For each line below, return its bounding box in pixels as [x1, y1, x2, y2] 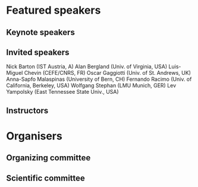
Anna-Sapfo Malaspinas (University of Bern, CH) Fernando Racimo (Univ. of [6, 75, 192, 83]
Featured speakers [6, 4, 101, 17]
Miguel [6, 69, 23, 77]
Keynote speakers [6, 27, 76, 37]
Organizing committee [6, 153, 91, 163]
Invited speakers [6, 47, 70, 57]
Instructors [6, 105, 49, 116]
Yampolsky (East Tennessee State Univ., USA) [6, 88, 119, 96]
